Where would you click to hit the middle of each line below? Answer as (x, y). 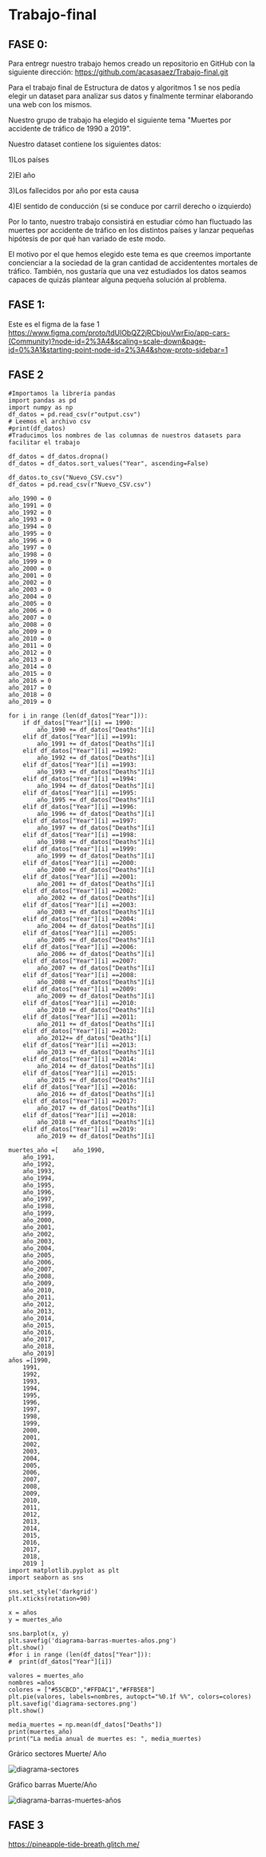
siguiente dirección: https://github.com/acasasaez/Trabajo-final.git (119, 72)
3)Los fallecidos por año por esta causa (74, 191)
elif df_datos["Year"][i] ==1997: (80, 821)
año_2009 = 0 (30, 631)
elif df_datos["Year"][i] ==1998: (80, 834)
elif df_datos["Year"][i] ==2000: (80, 862)
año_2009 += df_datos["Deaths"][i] (96, 996)
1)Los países (29, 159)
